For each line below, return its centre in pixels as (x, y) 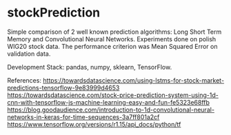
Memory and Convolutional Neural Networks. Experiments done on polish (112, 39)
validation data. (29, 54)
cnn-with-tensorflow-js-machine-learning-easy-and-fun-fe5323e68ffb (109, 102)
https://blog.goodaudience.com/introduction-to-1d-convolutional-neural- (111, 110)
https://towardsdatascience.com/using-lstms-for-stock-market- (133, 80)
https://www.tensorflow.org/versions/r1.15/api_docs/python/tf (94, 124)
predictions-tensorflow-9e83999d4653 (63, 87)
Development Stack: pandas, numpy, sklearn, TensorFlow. (90, 67)
